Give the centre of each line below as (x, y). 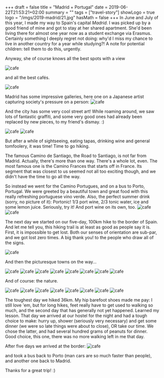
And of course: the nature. (32, 281)
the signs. (15, 243)
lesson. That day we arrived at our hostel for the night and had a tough (76, 315)
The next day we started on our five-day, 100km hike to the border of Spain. (82, 222)
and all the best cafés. (27, 78)
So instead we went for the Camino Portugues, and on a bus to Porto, (75, 186)
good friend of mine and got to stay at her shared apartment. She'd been (78, 28)
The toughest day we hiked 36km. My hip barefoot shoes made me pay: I (79, 300)
